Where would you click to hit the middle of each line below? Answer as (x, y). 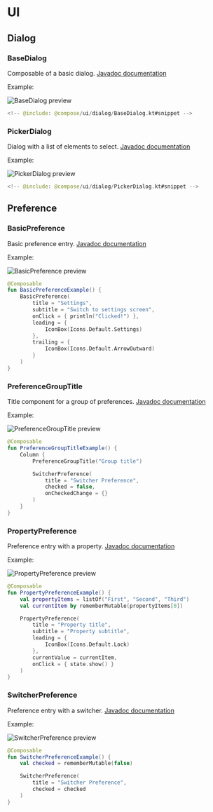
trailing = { (51, 342)
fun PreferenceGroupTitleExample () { (62, 448)
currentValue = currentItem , (75, 657)
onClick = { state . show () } (73, 664)
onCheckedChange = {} (76, 494)
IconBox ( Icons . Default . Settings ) (93, 329)
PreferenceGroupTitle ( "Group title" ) (87, 461)
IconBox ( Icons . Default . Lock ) (87, 645)
